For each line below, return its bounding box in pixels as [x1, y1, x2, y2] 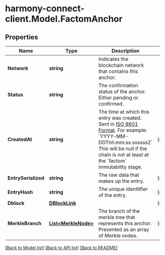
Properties [5, 33, 38, 41]
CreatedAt [7, 136, 32, 143]
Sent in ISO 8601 [98, 121, 138, 127]
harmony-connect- [5, 3, 85, 14]
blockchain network [98, 62, 144, 69]
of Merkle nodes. [98, 232, 138, 239]
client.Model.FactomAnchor [5, 13, 123, 25]
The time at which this [98, 108, 150, 115]
